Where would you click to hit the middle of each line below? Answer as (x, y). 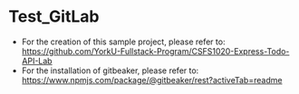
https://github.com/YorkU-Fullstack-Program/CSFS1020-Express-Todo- (155, 51)
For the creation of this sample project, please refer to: (123, 42)
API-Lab (37, 61)
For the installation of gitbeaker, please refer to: (110, 70)
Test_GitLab (54, 17)
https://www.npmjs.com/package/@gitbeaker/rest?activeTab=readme (152, 80)
